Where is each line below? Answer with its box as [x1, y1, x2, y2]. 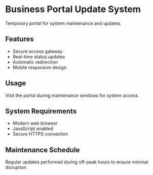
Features [5, 35, 34, 43]
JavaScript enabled [12, 126, 53, 132]
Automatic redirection [12, 59, 58, 65]
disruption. [5, 164, 28, 170]
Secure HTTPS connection [12, 131, 68, 137]
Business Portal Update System [5, 4, 141, 15]
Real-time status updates [12, 53, 65, 60]
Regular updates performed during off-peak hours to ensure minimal [5, 159, 148, 165]
